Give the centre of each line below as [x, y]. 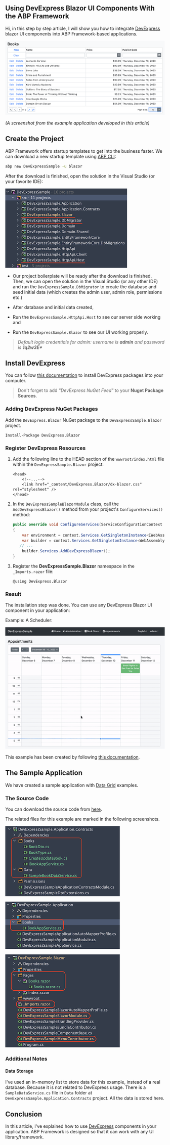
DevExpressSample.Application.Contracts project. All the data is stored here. [85, 1098]
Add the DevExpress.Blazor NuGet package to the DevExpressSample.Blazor [83, 420]
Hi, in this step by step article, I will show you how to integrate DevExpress [83, 28]
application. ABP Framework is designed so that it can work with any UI [80, 1131]
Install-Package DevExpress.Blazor [43, 435]
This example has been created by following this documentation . [73, 757]
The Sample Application [44, 773]
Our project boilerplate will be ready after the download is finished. [82, 276]
